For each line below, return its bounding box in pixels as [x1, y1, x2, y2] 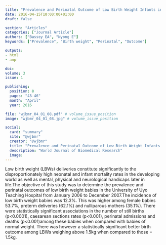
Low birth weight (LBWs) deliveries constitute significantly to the [5, 166, 137, 172]
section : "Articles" [5, 25, 48, 30]
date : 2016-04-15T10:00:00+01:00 [5, 12, 74, 17]
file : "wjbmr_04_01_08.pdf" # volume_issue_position [5, 112, 116, 117]
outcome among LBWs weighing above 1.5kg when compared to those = [5, 229, 153, 235]
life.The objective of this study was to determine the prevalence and [5, 182, 144, 188]
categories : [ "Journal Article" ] [5, 30, 74, 35]
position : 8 [9, 89, 35, 94]
